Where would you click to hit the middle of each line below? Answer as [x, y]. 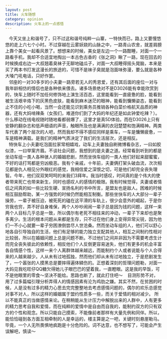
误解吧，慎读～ [20, 332]
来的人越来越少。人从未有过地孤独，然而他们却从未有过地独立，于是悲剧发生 [83, 257]
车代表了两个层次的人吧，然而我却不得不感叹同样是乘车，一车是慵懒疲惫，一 [83, 132]
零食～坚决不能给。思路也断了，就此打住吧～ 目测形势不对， [94, 275]
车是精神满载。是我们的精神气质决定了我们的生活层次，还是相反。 [73, 138]
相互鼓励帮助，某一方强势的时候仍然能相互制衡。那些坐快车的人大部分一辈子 [83, 194]
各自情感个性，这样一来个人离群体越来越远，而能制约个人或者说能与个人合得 [83, 250]
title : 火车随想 [20, 14]
